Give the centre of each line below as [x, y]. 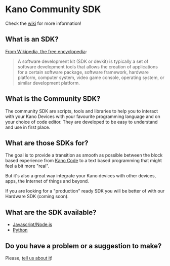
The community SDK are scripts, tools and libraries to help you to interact [82, 111]
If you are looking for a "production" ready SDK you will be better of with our [85, 191]
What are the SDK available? [51, 212]
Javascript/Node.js [32, 224]
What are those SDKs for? [47, 143]
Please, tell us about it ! [29, 258]
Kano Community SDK [53, 9]
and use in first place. [28, 127]
